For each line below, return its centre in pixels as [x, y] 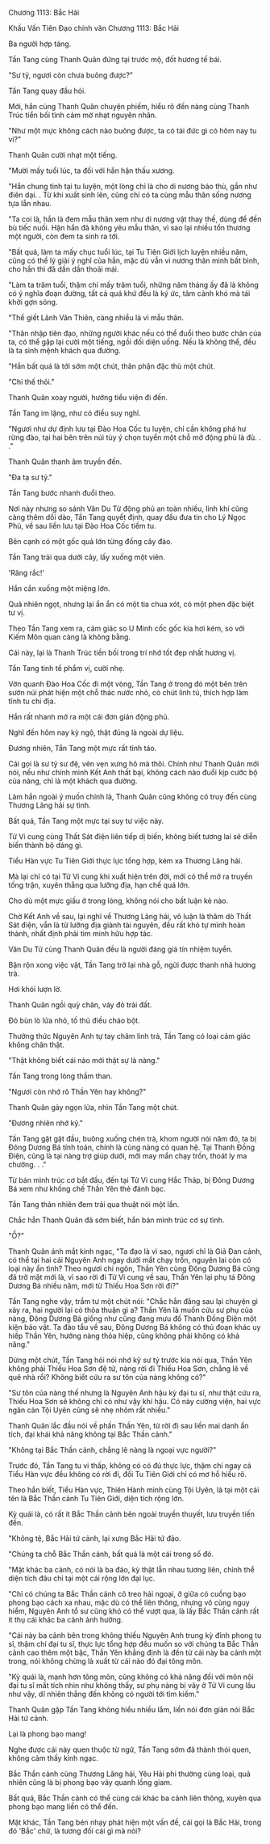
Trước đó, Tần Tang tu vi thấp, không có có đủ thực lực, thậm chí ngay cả [130, 1466]
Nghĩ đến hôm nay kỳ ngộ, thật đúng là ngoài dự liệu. [96, 732]
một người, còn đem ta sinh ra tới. [64, 236]
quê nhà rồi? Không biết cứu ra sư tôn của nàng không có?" [107, 1377]
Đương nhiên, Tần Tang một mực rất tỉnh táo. [83, 748]
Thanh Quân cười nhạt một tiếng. [63, 155]
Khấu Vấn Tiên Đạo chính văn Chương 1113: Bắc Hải [94, 28]
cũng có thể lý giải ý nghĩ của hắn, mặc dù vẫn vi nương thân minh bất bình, [134, 260]
